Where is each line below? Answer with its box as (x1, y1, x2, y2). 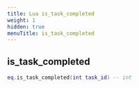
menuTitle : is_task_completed (7, 29, 95, 37)
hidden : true (7, 23, 45, 30)
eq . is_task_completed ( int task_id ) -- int (7, 74, 132, 81)
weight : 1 (7, 17, 36, 24)
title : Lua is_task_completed (7, 10, 95, 17)
